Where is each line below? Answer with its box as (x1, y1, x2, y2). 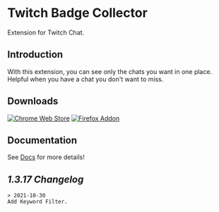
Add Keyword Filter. (7, 199, 69, 206)
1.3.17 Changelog (7, 173, 84, 185)
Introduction (7, 49, 64, 61)
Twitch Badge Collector (7, 5, 148, 21)
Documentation (7, 134, 78, 146)
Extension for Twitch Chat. (7, 28, 85, 37)
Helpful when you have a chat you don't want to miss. (7, 75, 164, 83)
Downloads (7, 95, 59, 107)
